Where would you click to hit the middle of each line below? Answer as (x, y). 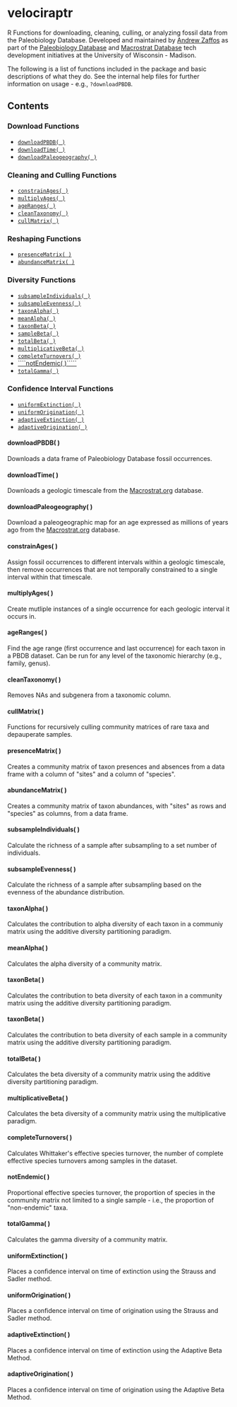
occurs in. (22, 616)
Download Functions (43, 127)
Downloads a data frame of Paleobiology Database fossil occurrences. (110, 459)
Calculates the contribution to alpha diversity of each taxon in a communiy (115, 924)
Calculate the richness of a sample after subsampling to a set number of (112, 846)
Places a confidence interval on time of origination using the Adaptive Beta (116, 1389)
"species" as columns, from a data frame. (68, 813)
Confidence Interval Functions (61, 389)
